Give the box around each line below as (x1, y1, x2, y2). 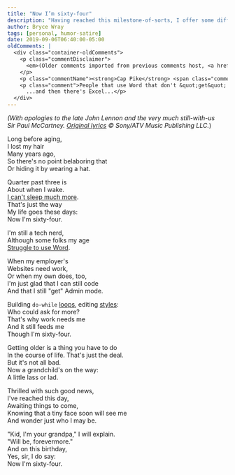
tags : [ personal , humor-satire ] (7, 29, 101, 37)
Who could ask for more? (7, 308, 80, 316)
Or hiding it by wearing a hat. (7, 165, 91, 173)
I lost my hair (7, 142, 45, 150)
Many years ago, (7, 149, 56, 158)
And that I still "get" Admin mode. (7, 287, 104, 295)
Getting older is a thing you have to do (7, 344, 117, 351)
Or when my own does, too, (7, 272, 87, 280)
